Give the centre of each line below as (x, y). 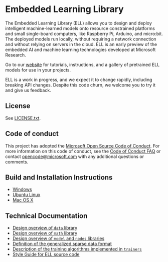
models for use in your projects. (38, 70)
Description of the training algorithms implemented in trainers (77, 249)
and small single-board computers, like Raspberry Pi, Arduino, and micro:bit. (84, 33)
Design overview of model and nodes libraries (58, 238)
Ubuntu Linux (26, 195)
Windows (22, 189)
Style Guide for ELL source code (46, 254)
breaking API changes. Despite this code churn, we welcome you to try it (80, 85)
